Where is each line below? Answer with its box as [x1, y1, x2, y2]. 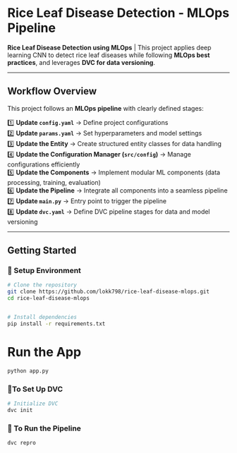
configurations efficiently [7, 160, 80, 169]
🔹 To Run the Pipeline [7, 423, 81, 433]
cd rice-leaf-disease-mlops [7, 295, 90, 302]
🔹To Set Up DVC [7, 384, 63, 394]
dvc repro [7, 439, 37, 446]
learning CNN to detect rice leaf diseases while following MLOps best [7, 51, 210, 59]
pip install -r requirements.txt [7, 320, 106, 327]
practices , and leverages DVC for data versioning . [7, 58, 156, 66]
